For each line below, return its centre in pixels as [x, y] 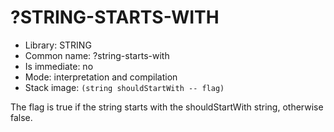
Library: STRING [58, 45]
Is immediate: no [59, 66]
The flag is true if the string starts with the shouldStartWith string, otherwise [167, 107]
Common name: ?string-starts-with [97, 55]
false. [21, 117]
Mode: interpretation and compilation [101, 77]
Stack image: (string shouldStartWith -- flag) [124, 87]
